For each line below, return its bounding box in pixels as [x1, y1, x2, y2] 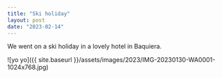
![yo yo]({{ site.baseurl [7, 56, 72, 64]
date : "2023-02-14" [7, 23, 64, 30]
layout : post [7, 17, 46, 24]
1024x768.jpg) [7, 63, 49, 72]
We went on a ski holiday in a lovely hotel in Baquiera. [7, 42, 162, 51]
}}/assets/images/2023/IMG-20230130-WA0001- [73, 56, 216, 64]
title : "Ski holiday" [7, 10, 71, 17]
